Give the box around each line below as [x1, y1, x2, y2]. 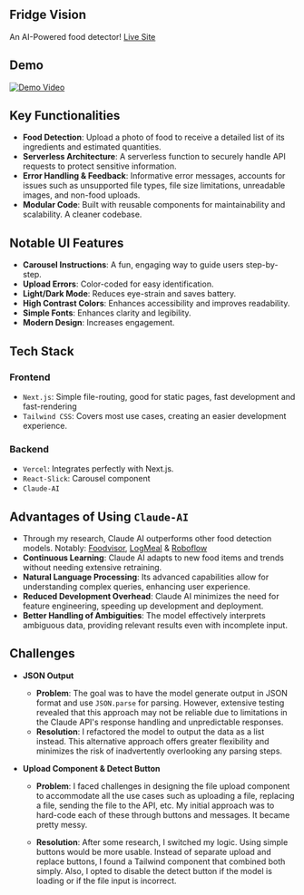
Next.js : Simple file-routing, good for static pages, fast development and [22, 391, 296, 402]
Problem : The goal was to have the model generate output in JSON [35, 687, 289, 698]
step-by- [245, 259, 279, 270]
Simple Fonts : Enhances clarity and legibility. [22, 307, 192, 318]
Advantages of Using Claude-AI [9, 509, 189, 524]
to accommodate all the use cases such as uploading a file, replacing [35, 790, 295, 801]
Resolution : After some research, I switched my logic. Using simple [35, 836, 289, 847]
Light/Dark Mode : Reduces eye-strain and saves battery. [22, 288, 237, 299]
